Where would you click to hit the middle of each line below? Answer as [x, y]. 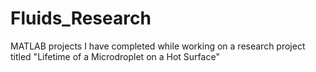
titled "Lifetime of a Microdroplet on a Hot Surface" [115, 56]
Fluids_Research [81, 18]
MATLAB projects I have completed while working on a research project [158, 46]
